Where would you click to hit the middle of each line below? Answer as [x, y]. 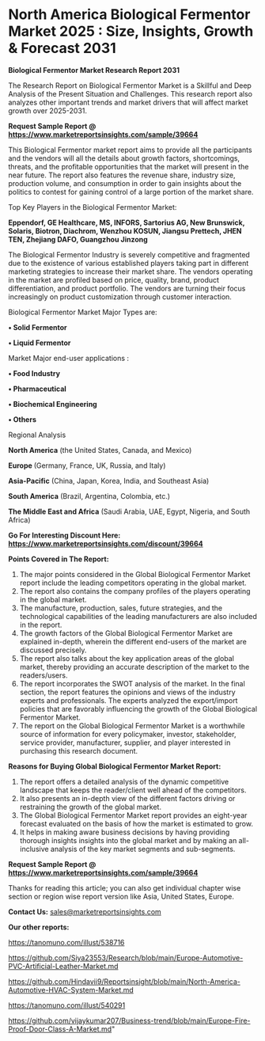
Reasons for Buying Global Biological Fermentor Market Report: [115, 766]
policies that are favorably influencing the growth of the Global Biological [138, 709]
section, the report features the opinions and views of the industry [127, 692]
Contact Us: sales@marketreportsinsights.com [85, 911]
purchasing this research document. [79, 750]
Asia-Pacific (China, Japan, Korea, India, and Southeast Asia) [109, 481]
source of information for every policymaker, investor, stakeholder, [128, 734]
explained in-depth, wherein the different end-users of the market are [133, 641]
